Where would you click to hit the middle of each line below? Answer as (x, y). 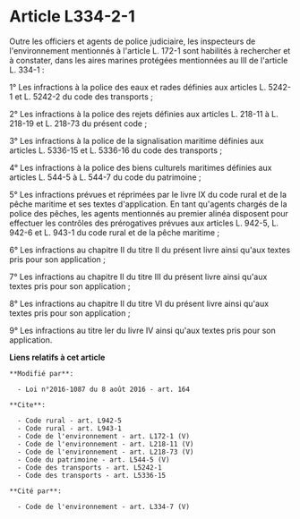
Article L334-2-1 (73, 17)
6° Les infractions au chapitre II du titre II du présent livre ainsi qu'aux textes (150, 250)
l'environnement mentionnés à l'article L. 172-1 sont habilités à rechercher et (150, 50)
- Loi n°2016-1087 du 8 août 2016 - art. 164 (104, 389)
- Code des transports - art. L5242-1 (90, 467)
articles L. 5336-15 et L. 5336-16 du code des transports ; (116, 150)
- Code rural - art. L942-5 (70, 421)
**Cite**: (28, 404)
